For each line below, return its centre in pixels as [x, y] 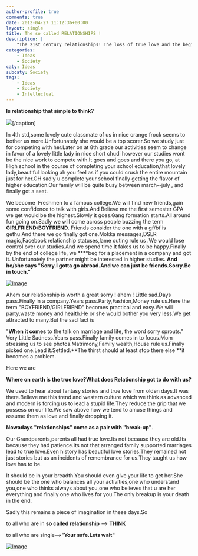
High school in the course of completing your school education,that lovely [96, 166]
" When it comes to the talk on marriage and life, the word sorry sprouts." [95, 331]
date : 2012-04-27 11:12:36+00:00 [47, 22]
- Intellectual [35, 94]
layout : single [25, 28]
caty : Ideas [21, 67]
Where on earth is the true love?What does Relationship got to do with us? [99, 379]
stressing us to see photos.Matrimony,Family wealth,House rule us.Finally [95, 344]
